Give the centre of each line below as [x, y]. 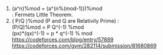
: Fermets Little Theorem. [42, 15]
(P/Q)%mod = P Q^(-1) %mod [48, 27]
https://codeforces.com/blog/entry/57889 [63, 39]
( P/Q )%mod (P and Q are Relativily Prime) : [65, 21]
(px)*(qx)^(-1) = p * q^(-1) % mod [52, 33]
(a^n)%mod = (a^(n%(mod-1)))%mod [57, 8]
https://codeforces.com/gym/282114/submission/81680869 [84, 46]
